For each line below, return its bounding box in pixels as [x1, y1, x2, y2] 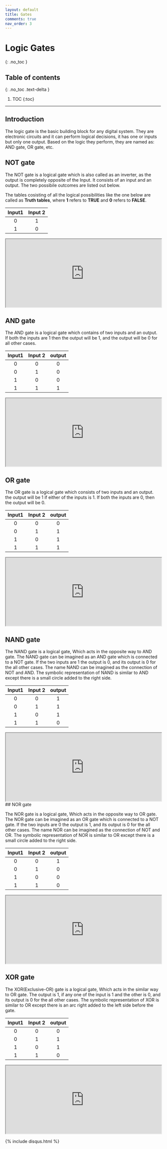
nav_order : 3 [5, 21, 32, 26]
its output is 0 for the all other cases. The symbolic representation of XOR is [5, 997, 160, 1003]
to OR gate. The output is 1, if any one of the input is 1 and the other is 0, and [5, 991, 161, 998]
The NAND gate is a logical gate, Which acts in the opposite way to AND [5, 649, 152, 655]
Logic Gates [5, 43, 55, 54]
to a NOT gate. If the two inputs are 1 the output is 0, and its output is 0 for [5, 659, 156, 665]
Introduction [5, 115, 44, 124]
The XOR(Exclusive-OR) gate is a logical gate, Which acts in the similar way [5, 986, 159, 992]
